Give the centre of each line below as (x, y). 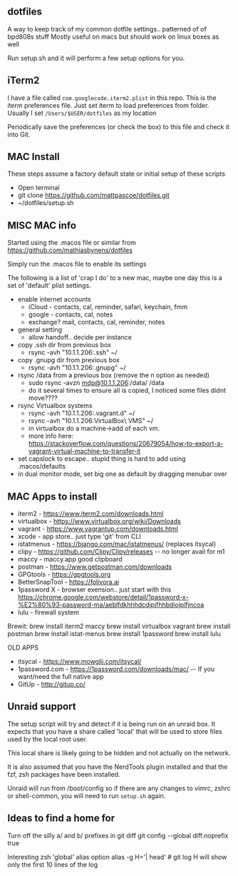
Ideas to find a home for (61, 818)
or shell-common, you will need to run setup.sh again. (87, 795)
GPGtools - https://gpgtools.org (64, 574)
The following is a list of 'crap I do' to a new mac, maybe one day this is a (115, 278)
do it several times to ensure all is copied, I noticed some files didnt (127, 390)
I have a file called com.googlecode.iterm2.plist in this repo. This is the (112, 98)
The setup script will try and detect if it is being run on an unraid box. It (112, 724)
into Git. (19, 134)
